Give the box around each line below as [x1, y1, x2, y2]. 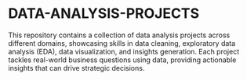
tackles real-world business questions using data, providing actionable [8, 55, 237, 64]
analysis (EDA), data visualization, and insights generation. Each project [8, 47, 240, 56]
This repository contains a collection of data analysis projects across [8, 30, 231, 40]
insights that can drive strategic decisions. [8, 63, 145, 72]
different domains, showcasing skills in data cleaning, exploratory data [8, 38, 236, 47]
